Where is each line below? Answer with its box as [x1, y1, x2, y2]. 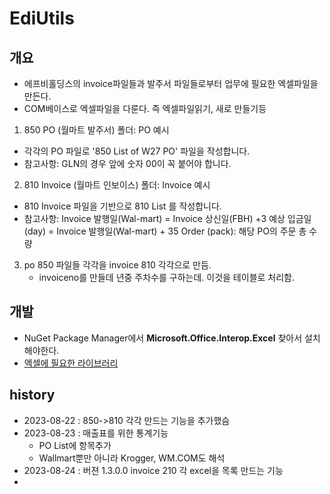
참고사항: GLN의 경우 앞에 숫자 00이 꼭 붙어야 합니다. [23, 158, 232, 169]
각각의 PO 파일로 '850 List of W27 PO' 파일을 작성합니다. [23, 145, 251, 157]
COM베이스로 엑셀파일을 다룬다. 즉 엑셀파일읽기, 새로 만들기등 [23, 103, 267, 114]
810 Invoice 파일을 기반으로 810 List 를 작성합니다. [23, 200, 222, 212]
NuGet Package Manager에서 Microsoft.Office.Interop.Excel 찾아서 [23, 332, 303, 344]
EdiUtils [9, 7, 75, 30]
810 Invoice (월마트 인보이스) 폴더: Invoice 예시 [23, 179, 211, 191]
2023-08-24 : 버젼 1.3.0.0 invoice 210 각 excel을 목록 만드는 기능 [23, 464, 284, 476]
